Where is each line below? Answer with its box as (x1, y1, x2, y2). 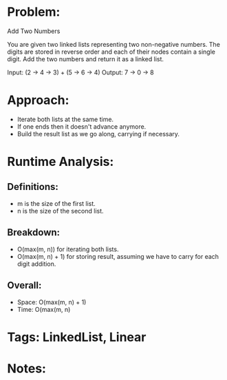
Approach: (7, 92, 69, 108)
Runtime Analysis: (7, 154, 114, 169)
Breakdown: (7, 226, 61, 238)
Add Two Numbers (7, 27, 61, 35)
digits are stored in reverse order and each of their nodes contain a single (7, 47, 215, 56)
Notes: (7, 361, 47, 376)
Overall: (7, 279, 42, 291)
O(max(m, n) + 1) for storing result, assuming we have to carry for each (17, 252, 219, 260)
